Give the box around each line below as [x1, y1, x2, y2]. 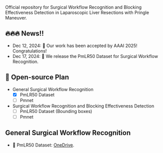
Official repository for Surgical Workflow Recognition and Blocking [5, 4, 142, 10]
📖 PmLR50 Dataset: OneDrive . [12, 142, 74, 148]
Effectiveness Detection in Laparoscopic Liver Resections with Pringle [5, 9, 149, 15]
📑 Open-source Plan [5, 73, 69, 81]
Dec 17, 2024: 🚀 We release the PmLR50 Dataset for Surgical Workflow [12, 53, 158, 59]
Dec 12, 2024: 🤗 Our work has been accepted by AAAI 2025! [12, 42, 137, 48]
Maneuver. [5, 15, 27, 20]
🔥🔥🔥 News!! [5, 29, 44, 38]
